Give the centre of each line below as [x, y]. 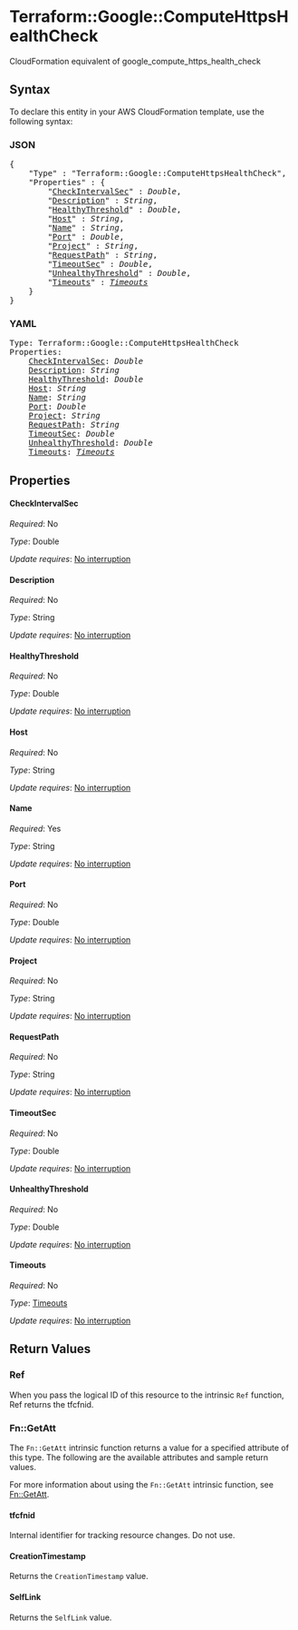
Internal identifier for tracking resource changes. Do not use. [122, 1536]
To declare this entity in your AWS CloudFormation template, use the [137, 112]
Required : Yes [35, 828]
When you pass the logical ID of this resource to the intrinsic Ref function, [147, 1395]
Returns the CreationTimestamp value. [79, 1576]
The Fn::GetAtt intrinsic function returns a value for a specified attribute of [149, 1447]
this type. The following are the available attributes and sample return [139, 1457]
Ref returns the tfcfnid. [52, 1404]
